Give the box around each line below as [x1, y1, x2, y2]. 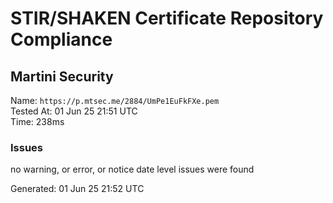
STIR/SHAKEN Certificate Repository [10, 7, 324, 30]
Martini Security [10, 68, 114, 85]
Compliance [10, 28, 113, 51]
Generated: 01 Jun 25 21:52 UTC [10, 183, 145, 195]
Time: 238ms [10, 116, 65, 127]
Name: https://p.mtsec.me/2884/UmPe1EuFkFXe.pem [10, 95, 220, 106]
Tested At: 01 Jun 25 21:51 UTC [10, 105, 138, 117]
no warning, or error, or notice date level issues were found [10, 163, 255, 176]
